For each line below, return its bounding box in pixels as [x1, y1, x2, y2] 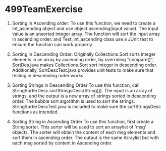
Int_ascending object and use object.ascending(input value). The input [12, 25, 159, 31]
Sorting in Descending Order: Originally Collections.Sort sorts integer [12, 51, 156, 57]
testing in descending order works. [12, 72, 85, 78]
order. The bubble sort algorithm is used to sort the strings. [12, 98, 135, 104]
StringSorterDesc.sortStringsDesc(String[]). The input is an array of [12, 87, 153, 93]
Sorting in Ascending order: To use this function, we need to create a [12, 20, 156, 26]
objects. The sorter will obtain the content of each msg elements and [12, 129, 156, 135]
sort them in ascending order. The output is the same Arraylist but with [12, 134, 159, 140]
